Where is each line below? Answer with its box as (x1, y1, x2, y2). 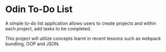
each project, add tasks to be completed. (5, 25, 92, 31)
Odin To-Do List (5, 4, 73, 15)
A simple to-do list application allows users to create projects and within (5, 20, 156, 26)
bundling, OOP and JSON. (5, 40, 60, 46)
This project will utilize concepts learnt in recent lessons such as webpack (5, 35, 161, 41)
